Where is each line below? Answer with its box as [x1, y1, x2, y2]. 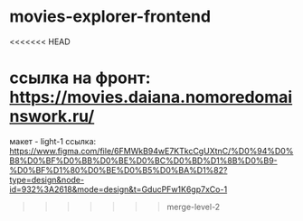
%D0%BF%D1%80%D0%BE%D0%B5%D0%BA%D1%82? [9, 164, 228, 175]
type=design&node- [9, 174, 84, 185]
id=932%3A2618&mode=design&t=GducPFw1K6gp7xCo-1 [9, 183, 228, 195]
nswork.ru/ [9, 106, 95, 127]
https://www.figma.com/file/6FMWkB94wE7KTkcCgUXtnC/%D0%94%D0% [9, 145, 294, 156]
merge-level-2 [166, 201, 221, 212]
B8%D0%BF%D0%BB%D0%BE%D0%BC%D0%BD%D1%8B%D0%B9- [9, 155, 278, 166]
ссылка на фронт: [9, 68, 151, 88]
